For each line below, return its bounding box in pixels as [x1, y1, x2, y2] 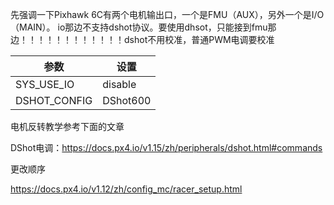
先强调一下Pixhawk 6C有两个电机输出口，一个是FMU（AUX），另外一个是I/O [10, 9, 325, 20]
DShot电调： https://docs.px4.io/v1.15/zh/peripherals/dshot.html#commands [10, 142, 323, 153]
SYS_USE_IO [15, 78, 75, 91]
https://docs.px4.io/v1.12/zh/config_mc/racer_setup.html [10, 183, 243, 195]
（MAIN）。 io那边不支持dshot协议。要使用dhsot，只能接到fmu [10, 21, 268, 33]
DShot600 [102, 94, 152, 107]
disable [102, 78, 137, 91]
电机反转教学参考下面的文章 [10, 121, 125, 132]
